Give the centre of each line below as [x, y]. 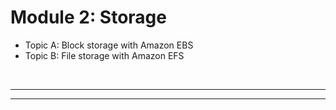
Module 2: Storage [88, 17]
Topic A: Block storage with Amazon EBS [109, 45]
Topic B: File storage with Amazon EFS [104, 55]
